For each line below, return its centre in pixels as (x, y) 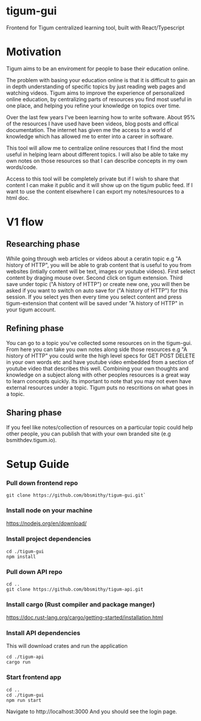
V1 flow (25, 222)
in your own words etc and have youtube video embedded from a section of (100, 362)
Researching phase (43, 244)
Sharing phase (34, 413)
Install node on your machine (49, 510)
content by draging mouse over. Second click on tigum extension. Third (94, 278)
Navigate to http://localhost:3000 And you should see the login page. (92, 711)
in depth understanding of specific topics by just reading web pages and (96, 86)
